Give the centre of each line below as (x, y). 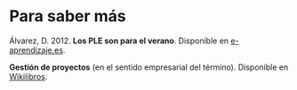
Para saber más (68, 16)
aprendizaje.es (36, 49)
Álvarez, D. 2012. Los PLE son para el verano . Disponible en (119, 41)
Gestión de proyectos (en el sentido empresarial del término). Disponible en (149, 67)
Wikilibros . (28, 76)
